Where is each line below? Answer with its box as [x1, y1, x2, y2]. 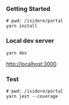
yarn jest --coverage [6, 93, 59, 99]
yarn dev [6, 50, 27, 56]
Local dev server [6, 37, 55, 45]
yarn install [6, 23, 38, 29]
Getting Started [6, 5, 50, 13]
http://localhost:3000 [6, 60, 57, 67]
